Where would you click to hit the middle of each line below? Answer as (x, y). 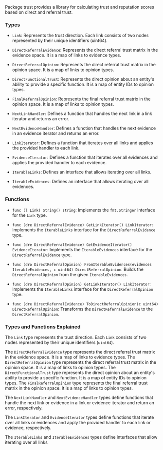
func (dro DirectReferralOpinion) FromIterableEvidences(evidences (82, 264)
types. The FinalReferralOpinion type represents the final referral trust (76, 383)
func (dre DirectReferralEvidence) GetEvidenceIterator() (72, 245)
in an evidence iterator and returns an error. (56, 133)
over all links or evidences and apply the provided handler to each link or (78, 422)
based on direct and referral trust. (39, 12)
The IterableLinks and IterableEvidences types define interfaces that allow (81, 437)
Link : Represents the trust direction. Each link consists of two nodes (80, 36)
